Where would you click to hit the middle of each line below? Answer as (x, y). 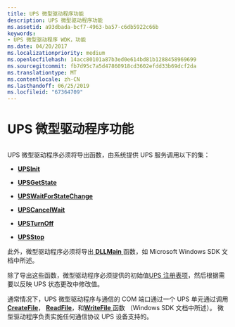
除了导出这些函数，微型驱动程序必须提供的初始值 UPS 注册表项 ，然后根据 (113, 275)
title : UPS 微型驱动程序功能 (46, 14)
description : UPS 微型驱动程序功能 (55, 20)
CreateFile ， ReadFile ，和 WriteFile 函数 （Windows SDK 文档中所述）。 (112, 307)
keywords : (22, 33)
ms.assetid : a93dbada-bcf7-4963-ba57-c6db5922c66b (83, 27)
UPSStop (31, 237)
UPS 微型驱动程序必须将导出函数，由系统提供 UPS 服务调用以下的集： (109, 155)
